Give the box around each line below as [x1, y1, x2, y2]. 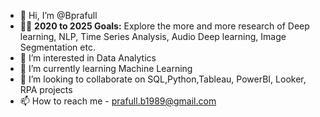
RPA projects [19, 84, 73, 95]
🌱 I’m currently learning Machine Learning [19, 63, 193, 74]
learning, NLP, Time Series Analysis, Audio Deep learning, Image [19, 31, 287, 42]
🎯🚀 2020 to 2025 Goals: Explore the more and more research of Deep [19, 20, 310, 32]
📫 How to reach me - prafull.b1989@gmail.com [19, 95, 217, 107]
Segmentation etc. [19, 41, 96, 53]
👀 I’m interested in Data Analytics [19, 52, 157, 64]
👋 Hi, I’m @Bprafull [19, 10, 98, 21]
